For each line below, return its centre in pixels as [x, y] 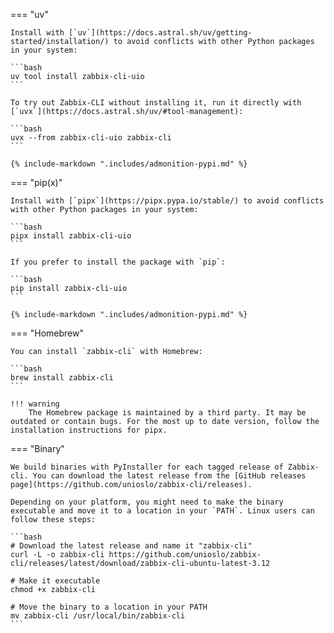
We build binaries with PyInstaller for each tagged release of [147, 467]
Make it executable [60, 581]
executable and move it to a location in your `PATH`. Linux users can [162, 511]
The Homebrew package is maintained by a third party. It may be [167, 413]
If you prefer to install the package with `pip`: [118, 262]
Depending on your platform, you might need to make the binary [147, 502]
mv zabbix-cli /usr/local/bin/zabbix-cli [98, 616]
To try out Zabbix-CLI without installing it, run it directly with [156, 103]
